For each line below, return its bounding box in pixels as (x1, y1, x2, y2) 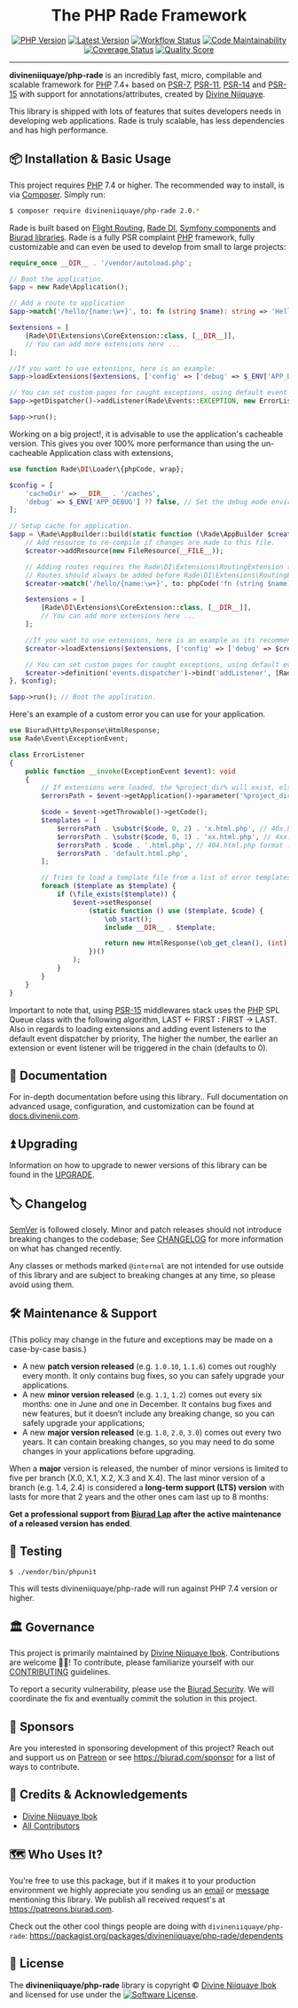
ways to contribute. (9, 1762, 80, 1772)
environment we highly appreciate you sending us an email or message (9, 1884, 270, 1895)
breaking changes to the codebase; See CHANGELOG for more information (9, 1233, 284, 1244)
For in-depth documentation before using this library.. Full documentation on (9, 1092, 288, 1102)
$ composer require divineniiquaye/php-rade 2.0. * (9, 206, 200, 215)
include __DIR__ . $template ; (104, 923, 216, 932)
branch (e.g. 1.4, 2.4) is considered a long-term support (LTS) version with (9, 1482, 285, 1492)
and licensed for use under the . (9, 1988, 199, 2000)
